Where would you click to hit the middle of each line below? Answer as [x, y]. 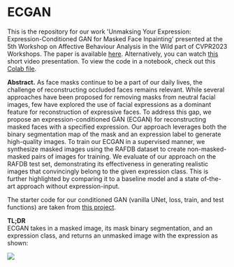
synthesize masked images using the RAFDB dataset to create [97, 149]
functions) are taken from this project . [62, 207]
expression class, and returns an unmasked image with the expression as [113, 236]
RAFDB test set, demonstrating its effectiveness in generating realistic [108, 164]
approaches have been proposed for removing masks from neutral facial [111, 97]
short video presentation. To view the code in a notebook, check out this [111, 61]
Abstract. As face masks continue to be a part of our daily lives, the [105, 82]
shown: [18, 243]
